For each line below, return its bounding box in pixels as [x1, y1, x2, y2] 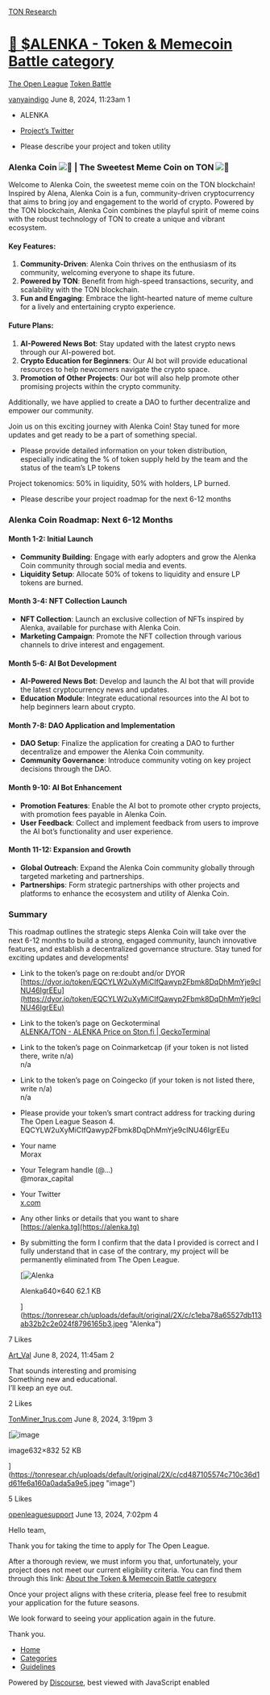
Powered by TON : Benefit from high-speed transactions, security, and [19, 276, 254, 286]
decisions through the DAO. [19, 764, 111, 774]
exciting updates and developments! [8, 952, 129, 963]
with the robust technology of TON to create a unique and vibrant [8, 214, 226, 224]
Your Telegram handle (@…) [19, 1166, 114, 1175]
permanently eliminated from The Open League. [19, 1255, 180, 1265]
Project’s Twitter [19, 125, 74, 136]
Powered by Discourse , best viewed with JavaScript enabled [8, 1678, 210, 1688]
